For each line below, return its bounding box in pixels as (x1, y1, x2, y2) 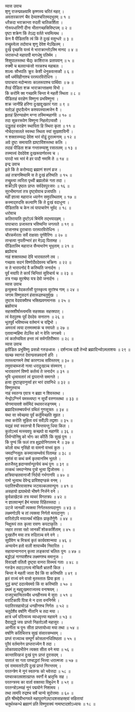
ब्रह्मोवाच (5, 303, 17, 309)
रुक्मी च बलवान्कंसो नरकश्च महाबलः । (5, 63, 63, 69)
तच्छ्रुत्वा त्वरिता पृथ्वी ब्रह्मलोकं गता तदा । (5, 178, 66, 183)
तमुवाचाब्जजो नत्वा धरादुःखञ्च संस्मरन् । (5, 363, 66, 369)
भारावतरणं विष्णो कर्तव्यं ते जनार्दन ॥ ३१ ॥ (5, 368, 69, 374)
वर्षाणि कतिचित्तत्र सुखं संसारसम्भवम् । (5, 630, 62, 636)
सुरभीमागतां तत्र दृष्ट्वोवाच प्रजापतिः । (5, 189, 61, 194)
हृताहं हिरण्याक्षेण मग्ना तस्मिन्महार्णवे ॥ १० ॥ (5, 112, 71, 118)
